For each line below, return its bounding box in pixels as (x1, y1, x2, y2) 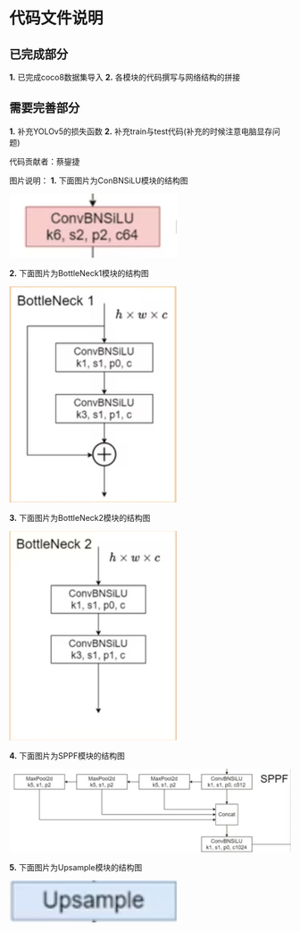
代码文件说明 (9, 8, 104, 29)
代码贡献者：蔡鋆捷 (9, 155, 80, 166)
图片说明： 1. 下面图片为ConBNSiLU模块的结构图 (9, 175, 188, 186)
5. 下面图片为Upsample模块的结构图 (9, 861, 143, 872)
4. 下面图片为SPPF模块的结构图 (9, 751, 125, 761)
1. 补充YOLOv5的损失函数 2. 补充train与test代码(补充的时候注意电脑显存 (9, 126, 273, 137)
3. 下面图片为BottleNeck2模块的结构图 (9, 513, 151, 524)
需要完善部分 (9, 100, 80, 116)
